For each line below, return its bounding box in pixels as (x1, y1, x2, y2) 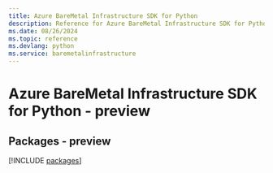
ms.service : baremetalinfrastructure (8, 50, 136, 58)
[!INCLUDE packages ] (8, 156, 82, 165)
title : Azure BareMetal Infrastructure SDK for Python (8, 11, 198, 20)
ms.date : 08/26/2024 (8, 27, 79, 35)
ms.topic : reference (8, 34, 79, 43)
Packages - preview (8, 134, 111, 148)
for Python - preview (8, 102, 150, 120)
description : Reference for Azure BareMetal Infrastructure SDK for (8, 19, 245, 28)
